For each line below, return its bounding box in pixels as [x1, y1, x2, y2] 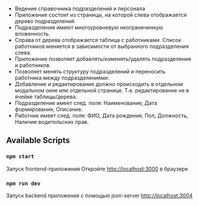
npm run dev [6, 180, 41, 187]
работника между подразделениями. [14, 74, 110, 81]
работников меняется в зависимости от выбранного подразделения [14, 43, 189, 50]
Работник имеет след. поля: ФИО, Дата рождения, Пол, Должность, [14, 112, 188, 119]
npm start [6, 153, 34, 160]
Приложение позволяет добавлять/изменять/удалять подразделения [14, 56, 191, 62]
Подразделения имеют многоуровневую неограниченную [14, 24, 163, 31]
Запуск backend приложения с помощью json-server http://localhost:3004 [6, 192, 193, 199]
